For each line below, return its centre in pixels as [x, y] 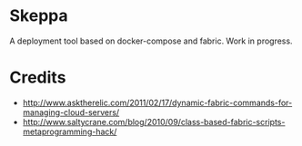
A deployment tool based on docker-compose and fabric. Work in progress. [151, 41]
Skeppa [39, 16]
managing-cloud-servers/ [71, 112]
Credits [38, 78]
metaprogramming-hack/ [70, 131]
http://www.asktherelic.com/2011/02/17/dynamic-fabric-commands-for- [157, 102]
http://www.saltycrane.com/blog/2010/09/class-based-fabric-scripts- [154, 122]
